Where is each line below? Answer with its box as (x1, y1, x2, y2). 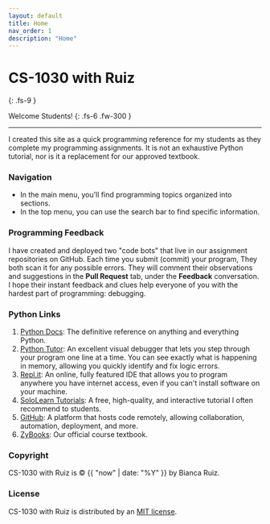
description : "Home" (8, 34, 78, 43)
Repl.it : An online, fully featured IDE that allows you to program (19, 370, 228, 380)
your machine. (19, 387, 68, 397)
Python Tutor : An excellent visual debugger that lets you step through (19, 344, 251, 354)
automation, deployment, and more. (19, 421, 138, 431)
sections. (19, 198, 51, 208)
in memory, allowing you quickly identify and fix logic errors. (19, 361, 220, 371)
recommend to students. (19, 404, 102, 414)
